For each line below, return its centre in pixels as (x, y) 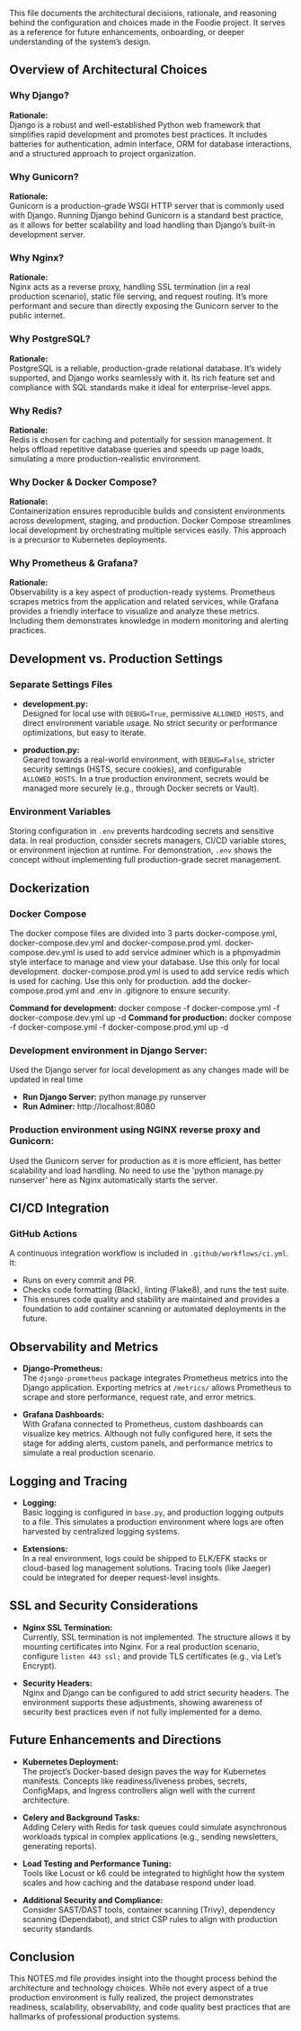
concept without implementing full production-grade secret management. (146, 860)
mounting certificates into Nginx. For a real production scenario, (141, 1646)
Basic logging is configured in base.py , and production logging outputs (153, 1512)
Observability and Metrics (84, 1347)
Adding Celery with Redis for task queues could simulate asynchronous (155, 1827)
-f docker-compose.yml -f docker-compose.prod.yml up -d (119, 1027)
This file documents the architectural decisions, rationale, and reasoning (143, 13)
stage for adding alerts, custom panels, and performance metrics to (148, 1444)
